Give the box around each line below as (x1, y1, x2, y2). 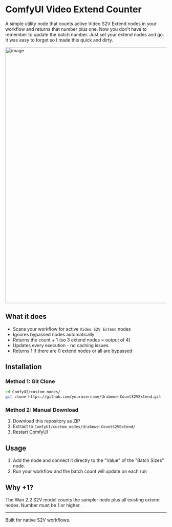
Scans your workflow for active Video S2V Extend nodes (12, 326, 131, 332)
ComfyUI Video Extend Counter (5, 4, 142, 15)
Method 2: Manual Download (5, 407, 79, 414)
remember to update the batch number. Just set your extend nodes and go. (5, 31, 164, 37)
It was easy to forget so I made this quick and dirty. (5, 37, 114, 43)
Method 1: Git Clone (5, 378, 55, 385)
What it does (5, 312, 47, 321)
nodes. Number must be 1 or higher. (5, 502, 81, 509)
